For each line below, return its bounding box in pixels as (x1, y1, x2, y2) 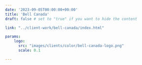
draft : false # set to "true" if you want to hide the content (5, 16, 138, 21)
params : (5, 34, 21, 39)
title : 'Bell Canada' (5, 12, 50, 17)
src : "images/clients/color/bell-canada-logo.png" (18, 43, 124, 48)
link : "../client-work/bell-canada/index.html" (5, 25, 105, 30)
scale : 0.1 (18, 48, 41, 53)
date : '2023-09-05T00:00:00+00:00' (5, 7, 78, 12)
